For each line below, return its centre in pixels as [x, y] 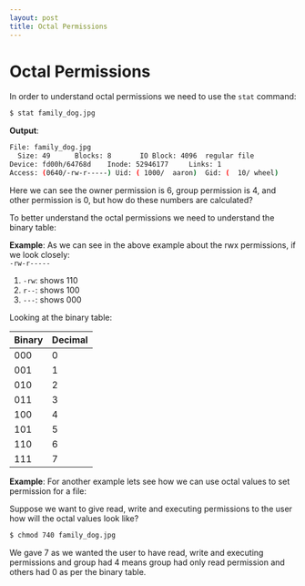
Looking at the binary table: [61, 317]
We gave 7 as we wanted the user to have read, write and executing [137, 552]
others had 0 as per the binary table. [78, 571]
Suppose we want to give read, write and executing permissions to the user [151, 509]
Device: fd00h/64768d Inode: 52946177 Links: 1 [116, 165]
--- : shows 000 [52, 299]
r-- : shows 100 [51, 290]
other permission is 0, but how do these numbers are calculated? [131, 200]
